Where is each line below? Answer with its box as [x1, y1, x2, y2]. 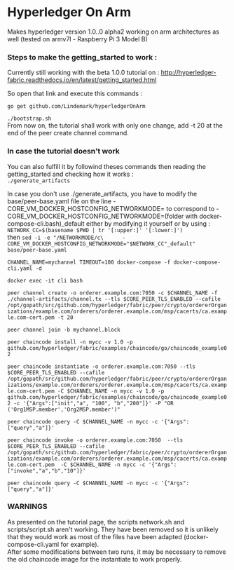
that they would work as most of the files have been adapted [7, 532, 182, 541]
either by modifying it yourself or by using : [86, 219, 210, 228]
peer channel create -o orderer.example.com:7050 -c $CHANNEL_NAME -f [7, 289, 218, 297]
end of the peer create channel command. [7, 129, 130, 137]
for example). [60, 540, 99, 548]
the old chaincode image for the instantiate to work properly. [7, 555, 182, 563]
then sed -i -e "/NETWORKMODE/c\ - [7, 233, 126, 241]
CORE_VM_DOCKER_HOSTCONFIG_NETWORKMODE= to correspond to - [7, 204, 219, 212]
